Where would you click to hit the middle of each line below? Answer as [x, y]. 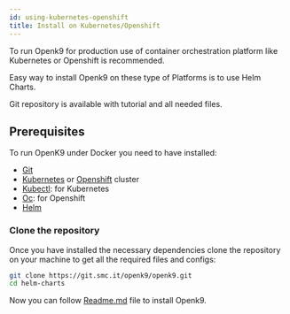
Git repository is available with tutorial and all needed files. [116, 103]
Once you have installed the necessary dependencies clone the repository [145, 249]
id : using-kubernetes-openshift [69, 17]
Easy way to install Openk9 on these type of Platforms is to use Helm [135, 77]
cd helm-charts [37, 284]
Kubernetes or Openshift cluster [81, 180]
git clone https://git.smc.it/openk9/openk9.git [101, 275]
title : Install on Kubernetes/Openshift [85, 26]
